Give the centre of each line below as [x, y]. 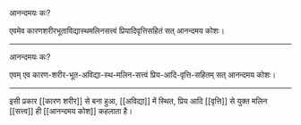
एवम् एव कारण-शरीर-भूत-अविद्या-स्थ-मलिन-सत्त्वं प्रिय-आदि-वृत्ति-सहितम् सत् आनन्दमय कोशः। [143, 75]
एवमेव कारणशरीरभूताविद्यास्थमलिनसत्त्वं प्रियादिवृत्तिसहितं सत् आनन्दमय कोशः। [117, 31]
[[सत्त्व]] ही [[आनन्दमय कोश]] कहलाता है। [71, 111]
